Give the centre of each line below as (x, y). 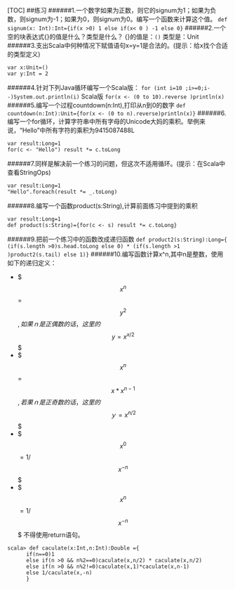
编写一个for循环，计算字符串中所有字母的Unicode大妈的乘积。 (97, 121)
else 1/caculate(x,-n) (59, 572)
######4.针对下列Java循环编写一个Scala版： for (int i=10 (95, 88)
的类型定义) (24, 54)
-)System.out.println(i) (43, 97)
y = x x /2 (123, 336)
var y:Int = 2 (28, 74)
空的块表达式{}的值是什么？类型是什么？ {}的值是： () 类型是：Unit (103, 37)
